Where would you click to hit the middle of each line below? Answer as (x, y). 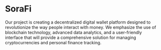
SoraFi (18, 9)
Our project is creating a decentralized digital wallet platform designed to (78, 22)
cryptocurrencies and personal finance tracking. (53, 42)
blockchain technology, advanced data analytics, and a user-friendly (73, 32)
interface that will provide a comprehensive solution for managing (71, 37)
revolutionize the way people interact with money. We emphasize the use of (80, 27)
